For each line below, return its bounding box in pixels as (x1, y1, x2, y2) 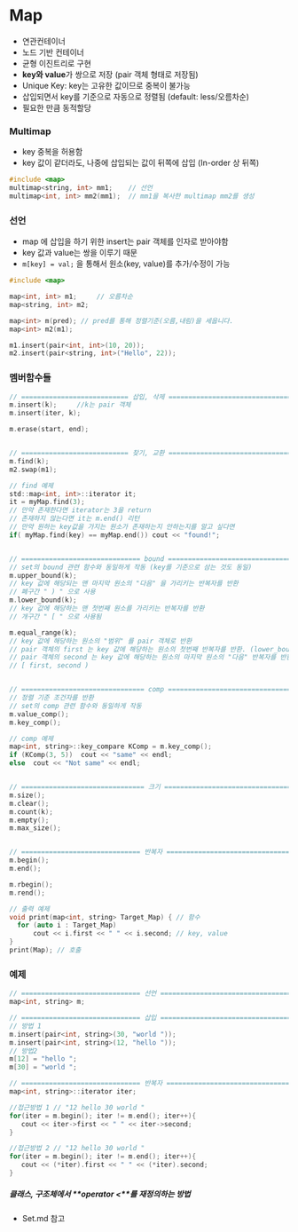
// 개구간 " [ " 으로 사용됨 (9, 612, 102, 621)
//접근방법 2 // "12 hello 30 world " (9, 1144, 145, 1153)
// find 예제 (9, 481, 54, 490)
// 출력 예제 (9, 904, 51, 913)
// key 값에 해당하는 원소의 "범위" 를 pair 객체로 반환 (9, 636, 192, 645)
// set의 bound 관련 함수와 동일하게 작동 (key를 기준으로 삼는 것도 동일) (9, 563, 253, 572)
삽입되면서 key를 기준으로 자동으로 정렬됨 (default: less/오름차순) (21, 91, 250, 102)
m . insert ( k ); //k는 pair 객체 (9, 400, 131, 409)
